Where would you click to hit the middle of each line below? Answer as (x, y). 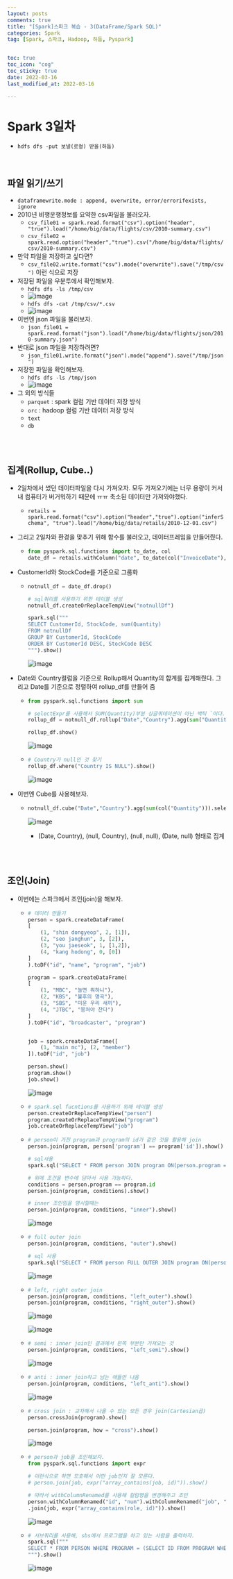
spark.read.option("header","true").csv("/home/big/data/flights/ (126, 243)
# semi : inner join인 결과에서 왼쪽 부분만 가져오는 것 (101, 1344)
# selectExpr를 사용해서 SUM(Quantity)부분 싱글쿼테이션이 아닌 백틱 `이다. (126, 713)
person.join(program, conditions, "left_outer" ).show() (110, 1296)
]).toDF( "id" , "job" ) (59, 1054)
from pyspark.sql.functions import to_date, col (99, 552)
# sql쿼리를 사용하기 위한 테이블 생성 (75, 599)
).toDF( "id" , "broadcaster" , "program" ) (87, 1022)
